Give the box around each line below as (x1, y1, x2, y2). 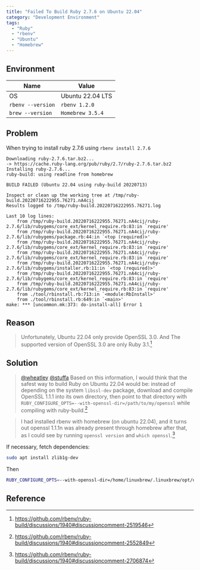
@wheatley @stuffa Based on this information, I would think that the (20, 373, 187, 381)
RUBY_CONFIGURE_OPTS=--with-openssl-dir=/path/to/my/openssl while (20, 399, 190, 406)
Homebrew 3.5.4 (60, 110, 104, 116)
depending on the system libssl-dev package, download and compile (20, 387, 193, 394)
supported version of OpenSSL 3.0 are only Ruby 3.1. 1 (20, 340, 152, 348)
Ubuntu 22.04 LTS (60, 92, 112, 100)
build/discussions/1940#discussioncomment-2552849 (14, 539, 149, 546)
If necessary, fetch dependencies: (6, 443, 90, 450)
